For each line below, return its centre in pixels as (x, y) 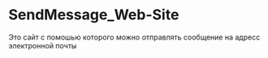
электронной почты (43, 45)
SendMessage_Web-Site (94, 15)
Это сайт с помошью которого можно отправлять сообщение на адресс (134, 37)
